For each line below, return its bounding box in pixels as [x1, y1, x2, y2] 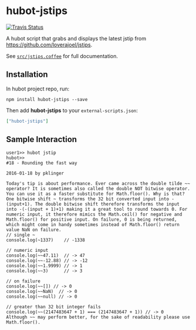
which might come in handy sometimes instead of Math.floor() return [6, 222, 180, 228]
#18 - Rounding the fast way [6, 160, 77, 166]
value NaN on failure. [6, 227, 62, 233]
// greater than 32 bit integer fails [6, 304, 101, 310]
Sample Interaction [6, 134, 77, 144]
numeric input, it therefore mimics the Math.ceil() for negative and [6, 211, 183, 218]
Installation [6, 69, 48, 80]
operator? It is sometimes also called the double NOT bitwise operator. [6, 186, 191, 192]
